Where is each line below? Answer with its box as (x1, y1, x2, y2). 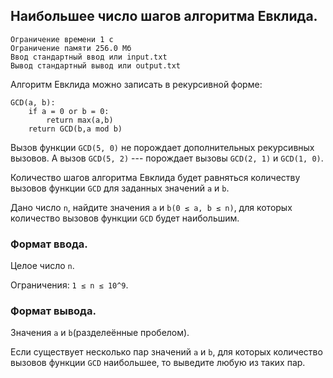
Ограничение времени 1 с (10, 34, 114, 44)
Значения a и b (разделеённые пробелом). (10, 327, 190, 339)
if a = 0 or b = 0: (28, 106, 110, 116)
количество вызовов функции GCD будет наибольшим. (10, 212, 240, 224)
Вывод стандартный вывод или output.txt (10, 60, 182, 71)
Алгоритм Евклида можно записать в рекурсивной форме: (10, 78, 263, 90)
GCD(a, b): (10, 97, 56, 108)
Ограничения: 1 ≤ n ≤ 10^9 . (10, 279, 129, 291)
